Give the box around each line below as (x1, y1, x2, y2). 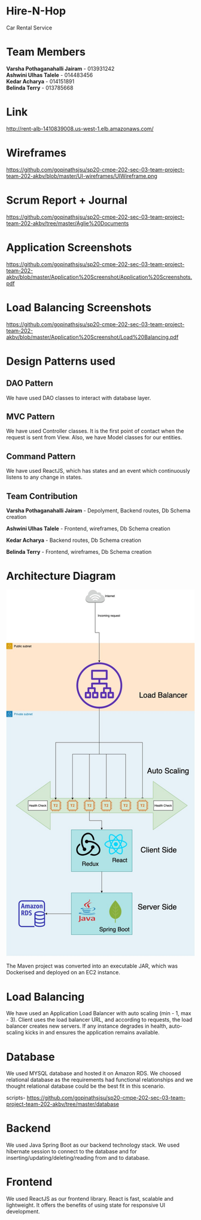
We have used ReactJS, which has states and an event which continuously (6, 467, 190, 475)
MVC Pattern (6, 411, 55, 422)
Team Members (6, 45, 86, 59)
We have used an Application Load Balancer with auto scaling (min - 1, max (6, 1010, 191, 1017)
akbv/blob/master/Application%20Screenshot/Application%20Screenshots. (6, 273, 193, 281)
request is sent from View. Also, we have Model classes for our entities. (6, 434, 182, 441)
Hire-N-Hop (6, 4, 66, 18)
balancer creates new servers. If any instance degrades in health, (6, 1022, 168, 1030)
